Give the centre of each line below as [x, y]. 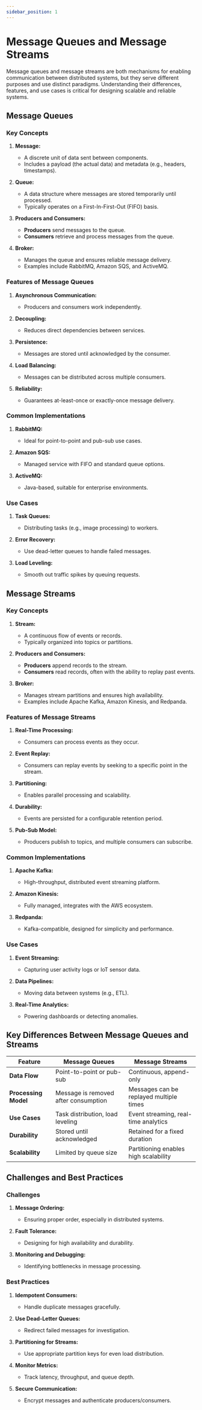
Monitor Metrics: [36, 1365]
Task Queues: [33, 516]
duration [140, 1139]
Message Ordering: [40, 1208]
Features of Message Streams [51, 717]
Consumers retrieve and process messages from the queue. [99, 236]
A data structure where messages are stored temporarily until [100, 194]
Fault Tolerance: [36, 1231]
